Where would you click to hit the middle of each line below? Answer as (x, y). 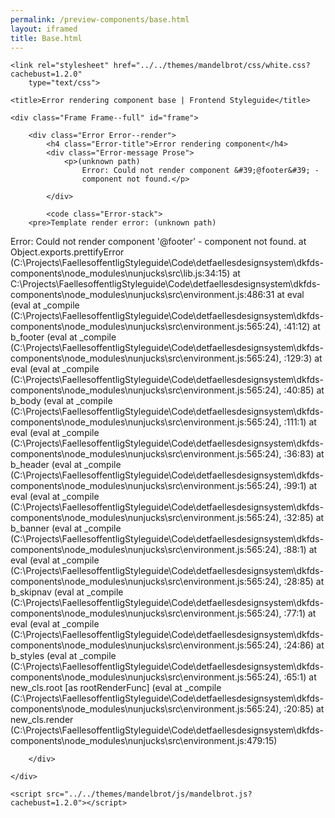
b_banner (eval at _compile (66, 528)
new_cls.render (42, 720)
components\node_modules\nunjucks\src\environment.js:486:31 (142, 295)
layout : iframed (44, 29)
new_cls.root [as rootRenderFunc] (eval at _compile (116, 688)
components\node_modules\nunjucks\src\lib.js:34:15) (120, 273)
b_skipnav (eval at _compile (67, 592)
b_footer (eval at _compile (63, 337)
